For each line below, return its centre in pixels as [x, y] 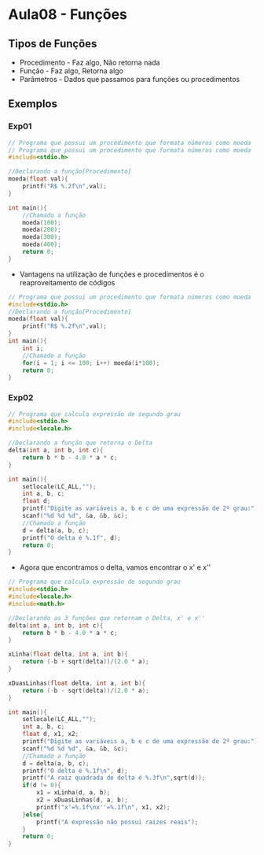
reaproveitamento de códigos [67, 282]
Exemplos [33, 104]
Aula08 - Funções [68, 15]
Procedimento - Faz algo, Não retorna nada [90, 62]
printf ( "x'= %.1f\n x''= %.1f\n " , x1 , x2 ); [103, 807]
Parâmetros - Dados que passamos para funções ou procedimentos [130, 79]
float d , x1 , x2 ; [51, 734]
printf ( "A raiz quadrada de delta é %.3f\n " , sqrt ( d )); [114, 778]
